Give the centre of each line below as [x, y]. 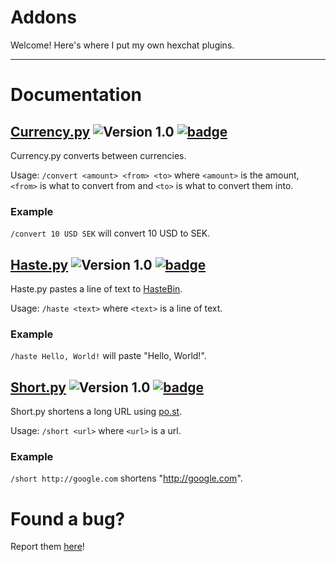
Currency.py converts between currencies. [98, 155]
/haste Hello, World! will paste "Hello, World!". [108, 356]
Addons [43, 17]
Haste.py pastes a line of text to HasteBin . [96, 289]
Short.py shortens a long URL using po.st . [96, 412]
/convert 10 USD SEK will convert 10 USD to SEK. [110, 233]
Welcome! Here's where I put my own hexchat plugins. [122, 45]
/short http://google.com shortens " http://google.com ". [126, 478]
